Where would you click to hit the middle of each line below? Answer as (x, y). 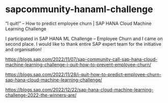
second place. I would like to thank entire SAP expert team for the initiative (83, 44)
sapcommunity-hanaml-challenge (79, 9)
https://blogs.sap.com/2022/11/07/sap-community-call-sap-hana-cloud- (81, 59)
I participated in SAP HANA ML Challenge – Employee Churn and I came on (84, 39)
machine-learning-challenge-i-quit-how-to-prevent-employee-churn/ (78, 64)
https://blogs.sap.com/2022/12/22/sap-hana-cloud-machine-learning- (79, 89)
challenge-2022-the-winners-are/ (41, 95)
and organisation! (24, 49)
